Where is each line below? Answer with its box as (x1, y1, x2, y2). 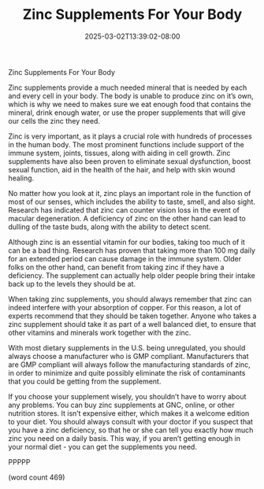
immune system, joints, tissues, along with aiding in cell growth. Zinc (8, 148, 231, 157)
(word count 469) (8, 472, 65, 482)
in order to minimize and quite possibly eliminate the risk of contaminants (8, 368, 246, 377)
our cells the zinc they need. (8, 116, 101, 125)
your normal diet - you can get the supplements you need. (8, 442, 197, 451)
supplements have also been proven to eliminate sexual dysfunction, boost (8, 156, 251, 166)
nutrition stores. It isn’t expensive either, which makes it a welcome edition (8, 408, 250, 418)
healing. (8, 173, 35, 183)
